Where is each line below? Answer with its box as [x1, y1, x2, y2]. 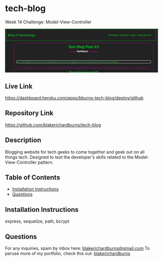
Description [5, 136, 41, 144]
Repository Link [5, 109, 54, 117]
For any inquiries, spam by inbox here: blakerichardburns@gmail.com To [5, 245, 150, 251]
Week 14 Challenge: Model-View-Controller [5, 19, 92, 25]
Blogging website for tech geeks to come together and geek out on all [5, 149, 145, 155]
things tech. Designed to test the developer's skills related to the [5, 154, 134, 160]
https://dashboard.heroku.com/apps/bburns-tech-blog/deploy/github [5, 95, 144, 101]
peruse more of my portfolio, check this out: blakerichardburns [5, 251, 130, 257]
